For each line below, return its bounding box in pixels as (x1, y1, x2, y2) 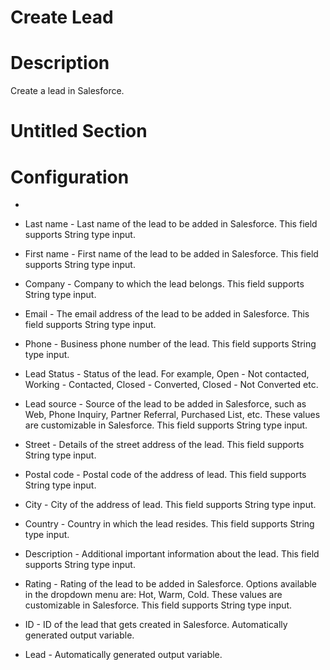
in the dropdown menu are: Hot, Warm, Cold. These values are (24, 589, 283, 601)
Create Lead (10, 6, 114, 29)
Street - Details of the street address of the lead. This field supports (24, 439, 305, 451)
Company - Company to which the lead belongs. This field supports (24, 278, 305, 290)
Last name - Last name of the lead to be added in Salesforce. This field (24, 218, 318, 230)
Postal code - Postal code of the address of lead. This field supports (24, 469, 307, 481)
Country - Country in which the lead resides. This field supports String (24, 518, 315, 530)
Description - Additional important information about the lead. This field (24, 548, 320, 560)
